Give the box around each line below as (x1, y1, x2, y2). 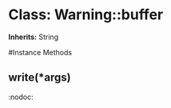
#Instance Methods (8, 47, 73, 57)
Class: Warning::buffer (8, 6, 164, 24)
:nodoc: (8, 92, 34, 102)
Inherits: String (8, 32, 58, 42)
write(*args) (8, 70, 72, 85)
